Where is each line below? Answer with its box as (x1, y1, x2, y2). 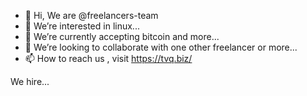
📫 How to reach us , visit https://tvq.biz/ (24, 53, 193, 64)
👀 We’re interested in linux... (24, 20, 140, 32)
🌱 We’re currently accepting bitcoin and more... (24, 31, 220, 42)
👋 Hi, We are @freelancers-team (24, 10, 159, 21)
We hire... (10, 76, 50, 87)
